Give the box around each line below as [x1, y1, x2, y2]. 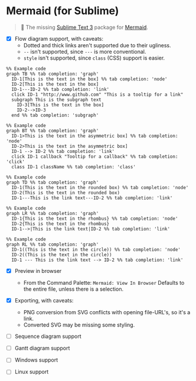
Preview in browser [14, 268, 62, 274]
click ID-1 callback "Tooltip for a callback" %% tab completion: [11, 154, 178, 159]
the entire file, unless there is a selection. [23, 285, 124, 293]
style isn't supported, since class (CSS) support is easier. [23, 54, 165, 61]
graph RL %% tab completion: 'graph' [6, 242, 99, 248]
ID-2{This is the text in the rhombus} [11, 221, 110, 227]
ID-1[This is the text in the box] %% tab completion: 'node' [11, 76, 168, 82]
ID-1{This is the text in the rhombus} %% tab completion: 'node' [11, 216, 178, 222]
